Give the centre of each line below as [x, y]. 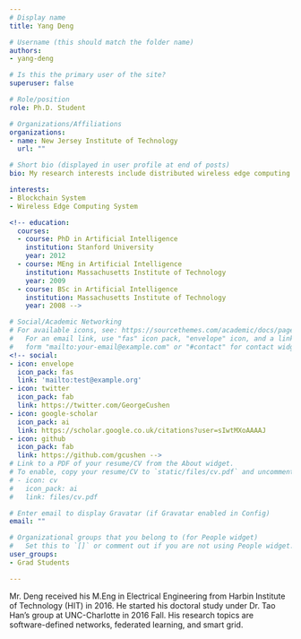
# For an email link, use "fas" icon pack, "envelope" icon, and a [142, 339]
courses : [34, 231]
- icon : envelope [42, 364]
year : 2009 [46, 281]
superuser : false [42, 83]
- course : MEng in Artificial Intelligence [99, 264]
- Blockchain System [48, 198]
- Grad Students [39, 562]
